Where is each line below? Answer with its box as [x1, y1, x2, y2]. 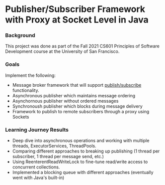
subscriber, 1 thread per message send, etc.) [12, 154, 104, 160]
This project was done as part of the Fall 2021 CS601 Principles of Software [5, 43, 160, 49]
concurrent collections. [12, 164, 60, 170]
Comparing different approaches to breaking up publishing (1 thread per [12, 148, 160, 154]
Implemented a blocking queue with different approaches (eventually [12, 170, 154, 176]
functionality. [12, 87, 39, 93]
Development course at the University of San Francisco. [5, 48, 120, 54]
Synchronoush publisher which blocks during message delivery [12, 103, 143, 109]
